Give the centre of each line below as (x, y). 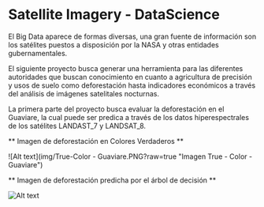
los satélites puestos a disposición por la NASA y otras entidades (113, 44)
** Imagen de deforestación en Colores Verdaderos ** (96, 141)
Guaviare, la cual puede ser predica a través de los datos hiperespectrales (129, 117)
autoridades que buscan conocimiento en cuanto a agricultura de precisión (130, 77)
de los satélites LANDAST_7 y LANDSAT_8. (77, 126)
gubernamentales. (38, 53)
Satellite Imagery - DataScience (114, 15)
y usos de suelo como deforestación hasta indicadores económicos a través (132, 85)
